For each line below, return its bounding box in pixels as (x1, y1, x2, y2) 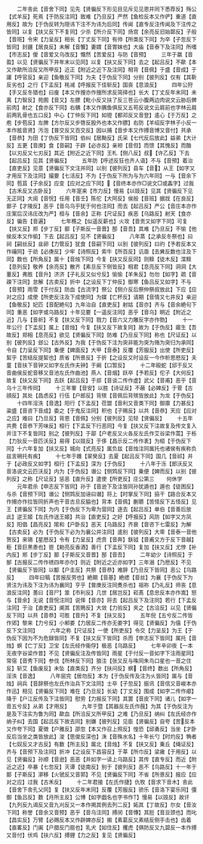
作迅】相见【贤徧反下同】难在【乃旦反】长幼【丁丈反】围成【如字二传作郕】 (6, 688, 197, 694)
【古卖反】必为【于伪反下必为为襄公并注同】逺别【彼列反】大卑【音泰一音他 (6, 528, 197, 535)
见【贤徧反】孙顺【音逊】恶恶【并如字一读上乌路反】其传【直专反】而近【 (6, 755, 192, 763)
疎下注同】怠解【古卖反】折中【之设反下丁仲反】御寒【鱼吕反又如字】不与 (6, 278, 192, 285)
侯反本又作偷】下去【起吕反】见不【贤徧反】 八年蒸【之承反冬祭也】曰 (6, 233, 193, 239)
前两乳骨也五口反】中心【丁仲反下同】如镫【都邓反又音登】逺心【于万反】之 (6, 112, 197, 118)
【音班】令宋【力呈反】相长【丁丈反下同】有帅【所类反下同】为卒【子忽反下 (6, 36, 197, 42)
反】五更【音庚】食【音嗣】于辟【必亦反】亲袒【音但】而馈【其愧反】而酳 (6, 142, 192, 149)
